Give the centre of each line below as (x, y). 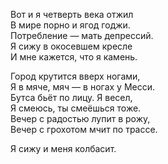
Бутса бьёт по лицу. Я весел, (71, 97)
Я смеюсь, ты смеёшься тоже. (76, 108)
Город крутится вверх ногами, (75, 76)
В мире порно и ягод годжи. (70, 25)
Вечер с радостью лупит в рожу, (80, 118)
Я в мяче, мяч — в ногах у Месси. (82, 87)
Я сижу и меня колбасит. (63, 148)
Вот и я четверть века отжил (72, 14)
